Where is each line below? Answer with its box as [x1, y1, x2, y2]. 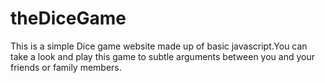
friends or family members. [10, 61, 122, 73]
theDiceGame [10, 7, 127, 30]
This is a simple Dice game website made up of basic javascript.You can [10, 40, 308, 52]
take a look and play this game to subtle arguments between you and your [10, 50, 315, 62]
